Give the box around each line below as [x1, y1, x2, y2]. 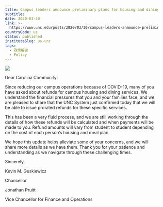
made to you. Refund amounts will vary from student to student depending [5, 124, 154, 130]
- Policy [9, 52, 27, 57]
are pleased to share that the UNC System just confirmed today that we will [5, 100, 156, 105]
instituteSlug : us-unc [5, 39, 51, 44]
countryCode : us [5, 30, 38, 34]
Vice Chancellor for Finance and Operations [5, 196, 93, 202]
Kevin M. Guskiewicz [5, 168, 47, 174]
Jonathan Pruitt [5, 187, 36, 193]
